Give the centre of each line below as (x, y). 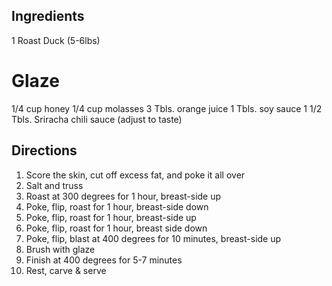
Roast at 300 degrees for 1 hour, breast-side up (123, 196)
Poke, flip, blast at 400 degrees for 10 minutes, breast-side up (153, 238)
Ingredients (48, 16)
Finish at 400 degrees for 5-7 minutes (104, 260)
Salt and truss (54, 185)
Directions (44, 150)
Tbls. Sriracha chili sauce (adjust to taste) (97, 119)
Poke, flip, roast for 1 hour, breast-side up (111, 217)
